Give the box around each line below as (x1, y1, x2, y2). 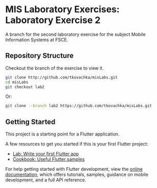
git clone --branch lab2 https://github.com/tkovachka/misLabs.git (5, 103, 152, 109)
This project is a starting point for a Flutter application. (5, 131, 120, 137)
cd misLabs (5, 79, 29, 85)
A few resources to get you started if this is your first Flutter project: (5, 141, 148, 147)
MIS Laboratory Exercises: (5, 4, 120, 15)
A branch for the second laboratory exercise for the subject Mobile (5, 31, 146, 37)
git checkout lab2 (5, 84, 44, 90)
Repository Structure (5, 51, 74, 60)
